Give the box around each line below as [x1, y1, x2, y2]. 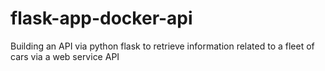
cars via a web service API [10, 50, 120, 62]
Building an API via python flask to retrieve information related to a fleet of [10, 40, 315, 52]
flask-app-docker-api [10, 7, 193, 30]
